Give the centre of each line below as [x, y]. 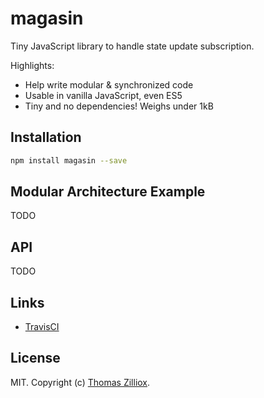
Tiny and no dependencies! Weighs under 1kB [119, 106]
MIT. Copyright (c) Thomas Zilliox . [80, 382]
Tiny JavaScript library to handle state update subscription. [132, 46]
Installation [46, 137]
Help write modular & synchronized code [109, 84]
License [35, 358]
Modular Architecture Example [108, 192]
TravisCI [42, 327]
